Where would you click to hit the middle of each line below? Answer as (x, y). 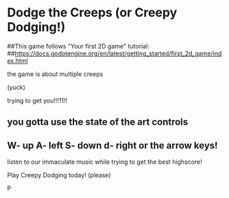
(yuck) (16, 87)
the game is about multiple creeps (55, 74)
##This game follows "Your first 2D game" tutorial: (78, 46)
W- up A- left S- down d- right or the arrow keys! (112, 145)
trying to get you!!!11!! (37, 100)
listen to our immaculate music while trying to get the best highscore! (105, 162)
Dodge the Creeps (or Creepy (92, 13)
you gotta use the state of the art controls (98, 122)
